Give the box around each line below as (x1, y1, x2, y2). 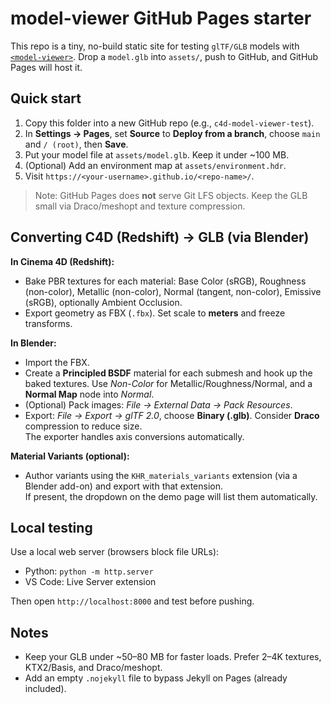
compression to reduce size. (24, 420, 143, 432)
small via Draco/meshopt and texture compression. (34, 200, 246, 212)
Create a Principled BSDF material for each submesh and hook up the (24, 367, 313, 379)
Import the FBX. (24, 356, 90, 368)
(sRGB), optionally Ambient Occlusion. (24, 296, 183, 308)
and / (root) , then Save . (24, 138, 129, 150)
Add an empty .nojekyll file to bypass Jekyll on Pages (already (24, 672, 288, 684)
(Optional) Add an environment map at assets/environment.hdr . (24, 159, 287, 171)
